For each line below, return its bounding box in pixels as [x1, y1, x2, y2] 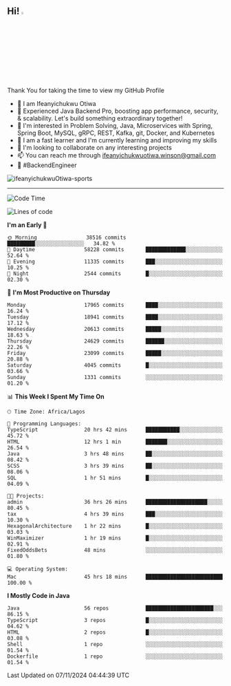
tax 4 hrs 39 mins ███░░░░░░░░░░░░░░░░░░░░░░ [7, 511, 223, 517]
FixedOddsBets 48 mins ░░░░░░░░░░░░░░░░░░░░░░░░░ [7, 546, 223, 553]
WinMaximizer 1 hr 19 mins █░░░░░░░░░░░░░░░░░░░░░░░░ [7, 535, 223, 542]
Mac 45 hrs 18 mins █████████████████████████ [7, 573, 223, 580]
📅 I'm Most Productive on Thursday [7, 288, 111, 297]
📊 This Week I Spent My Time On [7, 392, 104, 400]
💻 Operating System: [7, 566, 69, 572]
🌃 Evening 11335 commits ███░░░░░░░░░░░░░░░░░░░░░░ [7, 258, 223, 265]
